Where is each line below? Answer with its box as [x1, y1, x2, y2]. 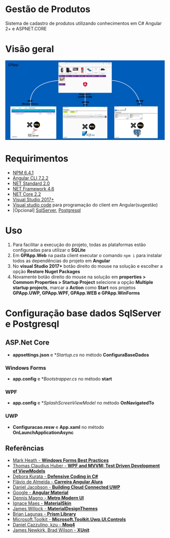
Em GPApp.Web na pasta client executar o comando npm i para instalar [12, 252, 162, 258]
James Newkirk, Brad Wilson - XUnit [12, 527, 90, 533]
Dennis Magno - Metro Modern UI [12, 495, 84, 501]
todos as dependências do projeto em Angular [12, 258, 110, 264]
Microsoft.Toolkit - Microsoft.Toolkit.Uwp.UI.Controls [12, 516, 126, 522]
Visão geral [5, 43, 54, 55]
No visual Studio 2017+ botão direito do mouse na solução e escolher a [12, 263, 163, 269]
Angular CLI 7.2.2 [12, 175, 49, 181]
